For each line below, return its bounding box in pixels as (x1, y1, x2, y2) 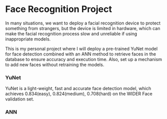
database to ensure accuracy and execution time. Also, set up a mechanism (5, 56, 162, 62)
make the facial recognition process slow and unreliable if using (5, 30, 137, 36)
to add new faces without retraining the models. (5, 61, 105, 67)
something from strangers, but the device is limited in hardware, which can (5, 25, 160, 31)
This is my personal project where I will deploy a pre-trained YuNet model (5, 45, 158, 51)
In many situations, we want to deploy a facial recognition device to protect (5, 20, 161, 26)
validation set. (5, 96, 34, 102)
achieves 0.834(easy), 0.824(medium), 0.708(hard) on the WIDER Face (5, 91, 152, 97)
